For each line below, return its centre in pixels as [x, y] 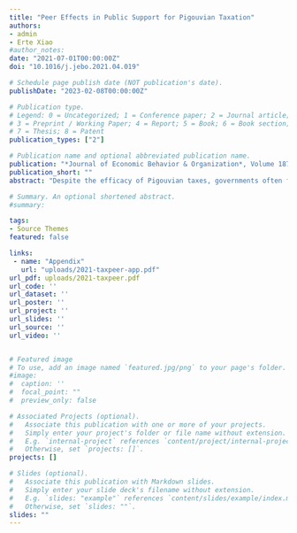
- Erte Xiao [31, 42]
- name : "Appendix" [49, 261]
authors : [25, 26]
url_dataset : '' [39, 294]
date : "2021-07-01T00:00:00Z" [65, 58]
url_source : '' [37, 327]
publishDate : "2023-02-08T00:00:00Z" [79, 91]
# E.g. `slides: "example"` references [87, 498]
